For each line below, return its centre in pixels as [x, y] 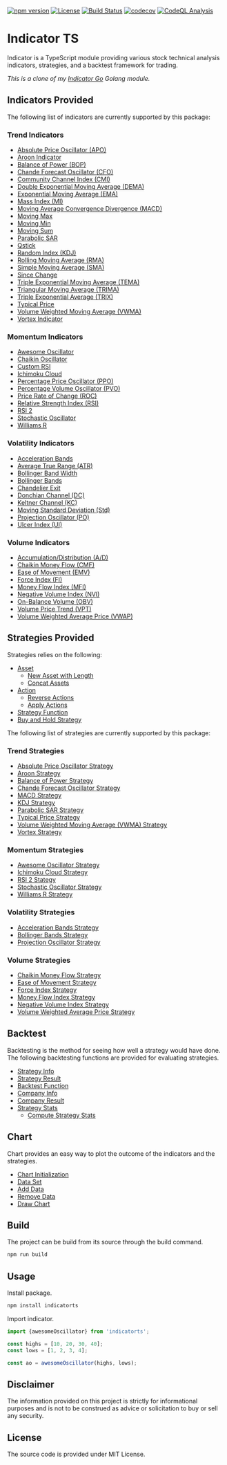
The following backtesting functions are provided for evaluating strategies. [113, 1058]
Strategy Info [36, 1071]
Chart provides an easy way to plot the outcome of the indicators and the [111, 1153]
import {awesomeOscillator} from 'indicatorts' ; [78, 1332]
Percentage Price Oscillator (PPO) [65, 381]
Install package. [30, 1293]
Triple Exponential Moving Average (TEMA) [78, 282]
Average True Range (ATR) [55, 466]
